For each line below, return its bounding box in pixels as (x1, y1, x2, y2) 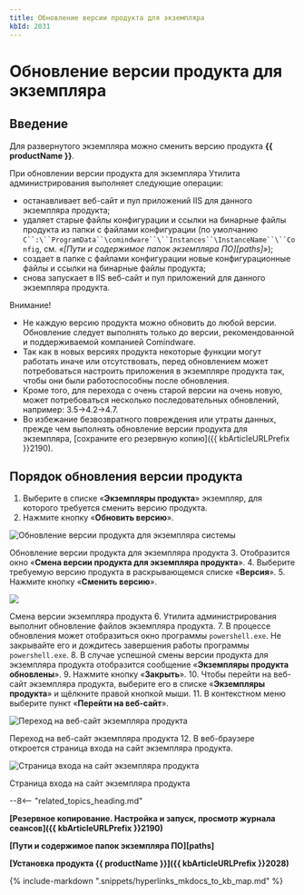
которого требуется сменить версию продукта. (22, 502, 208, 513)
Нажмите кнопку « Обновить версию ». (22, 512, 174, 523)
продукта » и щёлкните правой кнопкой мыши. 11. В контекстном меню (9, 688, 286, 700)
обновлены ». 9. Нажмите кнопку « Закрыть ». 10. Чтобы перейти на (9, 669, 272, 680)
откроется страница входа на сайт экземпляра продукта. (9, 742, 233, 754)
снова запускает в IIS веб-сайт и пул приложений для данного (22, 272, 266, 283)
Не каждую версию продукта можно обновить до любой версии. (22, 317, 277, 328)
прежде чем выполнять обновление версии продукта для (22, 423, 248, 434)
